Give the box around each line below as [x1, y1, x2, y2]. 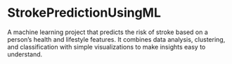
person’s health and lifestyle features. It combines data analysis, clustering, [7, 35, 226, 43]
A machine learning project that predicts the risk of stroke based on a [7, 28, 209, 36]
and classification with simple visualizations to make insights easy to [7, 42, 206, 51]
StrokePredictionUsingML [7, 5, 162, 21]
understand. [7, 50, 43, 58]
